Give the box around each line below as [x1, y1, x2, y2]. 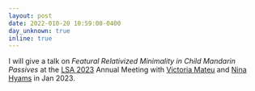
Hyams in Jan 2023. [8, 73, 75, 83]
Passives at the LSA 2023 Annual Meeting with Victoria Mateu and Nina [8, 65, 247, 75]
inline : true [8, 34, 53, 43]
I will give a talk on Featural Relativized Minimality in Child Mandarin [8, 56, 236, 66]
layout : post [8, 11, 53, 20]
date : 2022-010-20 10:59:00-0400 [8, 19, 121, 27]
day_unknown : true [8, 27, 70, 35]
